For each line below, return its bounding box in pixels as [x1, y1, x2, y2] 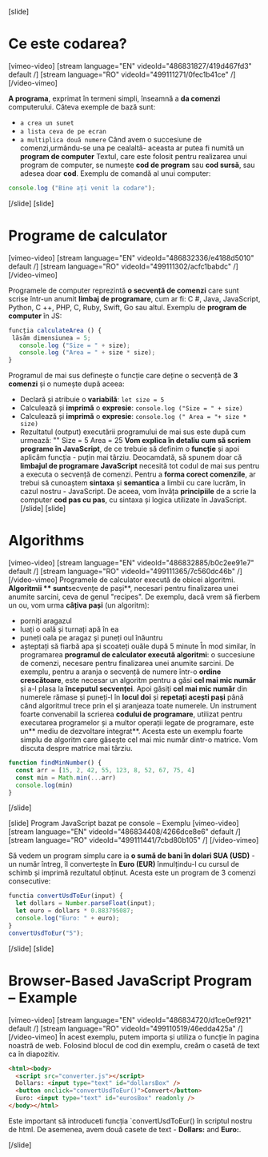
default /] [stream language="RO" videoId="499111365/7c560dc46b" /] [8, 567, 242, 577]
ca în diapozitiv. [8, 1049, 60, 1059]
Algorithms [8, 532, 85, 550]
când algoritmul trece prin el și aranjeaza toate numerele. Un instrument [19, 701, 258, 711]
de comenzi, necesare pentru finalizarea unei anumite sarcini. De [19, 659, 234, 668]
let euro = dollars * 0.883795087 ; [15, 907, 134, 915]
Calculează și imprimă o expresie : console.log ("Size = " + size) [19, 403, 243, 413]
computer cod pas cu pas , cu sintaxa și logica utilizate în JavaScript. [19, 495, 247, 505]
